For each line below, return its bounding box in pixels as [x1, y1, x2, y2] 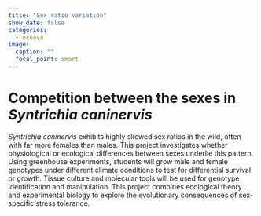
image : [8, 41, 30, 49]
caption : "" [15, 48, 55, 56]
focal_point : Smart [15, 56, 79, 64]
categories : [8, 26, 47, 34]
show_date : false [8, 19, 65, 27]
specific [8, 198, 35, 208]
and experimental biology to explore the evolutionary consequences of [8, 190, 237, 200]
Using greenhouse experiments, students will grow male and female [8, 156, 228, 166]
